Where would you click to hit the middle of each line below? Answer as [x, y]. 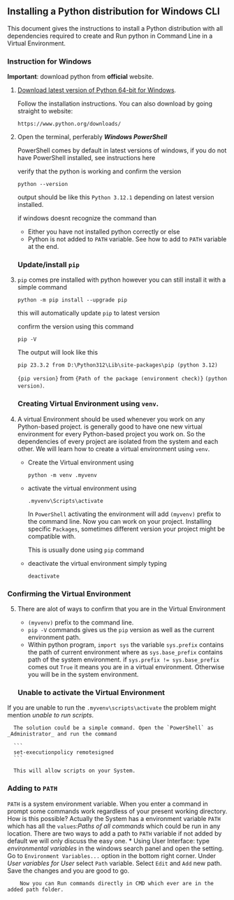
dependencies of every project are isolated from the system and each [118, 441]
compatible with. [52, 536]
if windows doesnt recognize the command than [87, 218]
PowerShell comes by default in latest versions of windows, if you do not [122, 150]
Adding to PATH [32, 788]
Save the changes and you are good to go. [68, 871]
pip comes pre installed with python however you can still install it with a [122, 280]
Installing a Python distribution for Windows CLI [114, 12]
